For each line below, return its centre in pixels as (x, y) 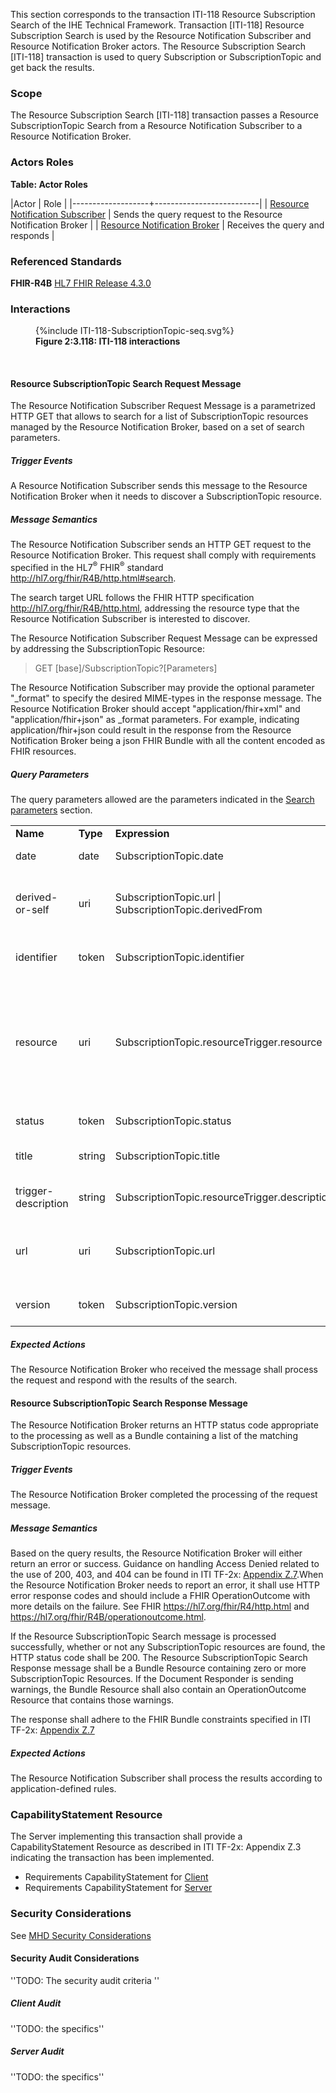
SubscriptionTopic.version (176, 1304)
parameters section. (51, 810)
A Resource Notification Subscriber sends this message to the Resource (159, 486)
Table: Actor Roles (49, 184)
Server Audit (37, 2051)
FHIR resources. (43, 751)
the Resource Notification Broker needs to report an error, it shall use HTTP (165, 1585)
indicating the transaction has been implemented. (112, 1858)
